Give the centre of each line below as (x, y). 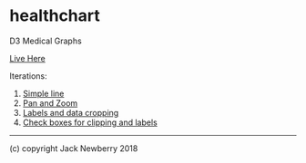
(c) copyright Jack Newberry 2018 (74, 148)
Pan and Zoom (50, 103)
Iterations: (28, 76)
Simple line (43, 93)
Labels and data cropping (71, 112)
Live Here (27, 58)
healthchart (55, 16)
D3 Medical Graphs (46, 41)
